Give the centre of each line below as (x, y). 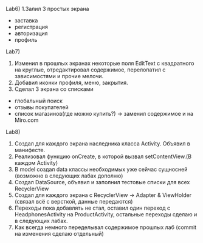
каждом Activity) (36, 163)
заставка (26, 20)
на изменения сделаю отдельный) (59, 234)
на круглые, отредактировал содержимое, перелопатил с (90, 70)
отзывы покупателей (41, 107)
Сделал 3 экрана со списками (54, 89)
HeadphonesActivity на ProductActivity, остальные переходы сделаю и (106, 214)
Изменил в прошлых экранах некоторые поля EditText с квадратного (104, 63)
